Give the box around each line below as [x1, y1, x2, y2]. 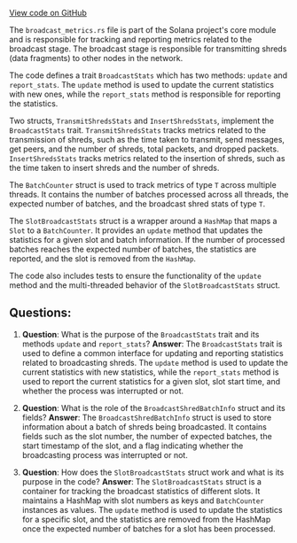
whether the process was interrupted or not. [21, 385, 184, 396]
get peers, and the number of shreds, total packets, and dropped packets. [9, 144, 279, 154]
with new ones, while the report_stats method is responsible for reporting [9, 89, 281, 99]
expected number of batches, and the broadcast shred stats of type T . [9, 198, 266, 209]
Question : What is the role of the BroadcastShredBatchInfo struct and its [21, 402, 285, 413]
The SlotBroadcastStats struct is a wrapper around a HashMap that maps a [9, 216, 277, 226]
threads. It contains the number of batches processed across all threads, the [9, 190, 289, 199]
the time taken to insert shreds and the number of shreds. [9, 163, 220, 173]
